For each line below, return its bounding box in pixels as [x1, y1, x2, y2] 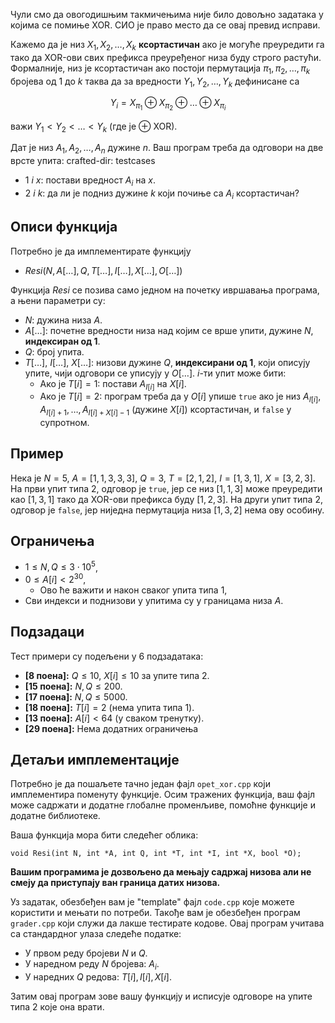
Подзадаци [10, 624, 85, 641]
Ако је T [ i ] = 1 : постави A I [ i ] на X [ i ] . [39, 377, 187, 392]
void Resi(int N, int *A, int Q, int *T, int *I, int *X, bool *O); [10, 849, 302, 859]
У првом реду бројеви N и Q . [24, 947, 148, 959]
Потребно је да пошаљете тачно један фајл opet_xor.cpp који [10, 778, 271, 790]
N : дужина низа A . [24, 314, 103, 326]
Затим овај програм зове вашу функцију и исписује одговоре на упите [10, 990, 313, 1003]
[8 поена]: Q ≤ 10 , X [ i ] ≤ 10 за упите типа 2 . [24, 669, 210, 681]
